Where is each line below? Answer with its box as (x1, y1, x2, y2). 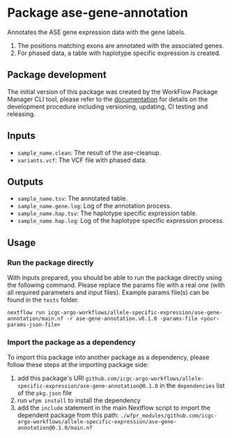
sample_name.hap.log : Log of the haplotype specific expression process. (17, 217, 225, 225)
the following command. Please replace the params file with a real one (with (7, 281, 225, 290)
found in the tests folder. (7, 296, 79, 304)
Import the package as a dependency (7, 337, 136, 347)
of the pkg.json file (17, 389, 72, 398)
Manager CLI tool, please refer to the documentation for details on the (7, 95, 208, 103)
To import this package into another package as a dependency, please (7, 353, 210, 361)
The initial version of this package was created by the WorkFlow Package (7, 87, 218, 95)
